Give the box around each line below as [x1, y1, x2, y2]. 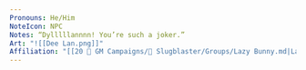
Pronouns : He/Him [9, 13, 76, 23]
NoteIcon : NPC [9, 22, 64, 31]
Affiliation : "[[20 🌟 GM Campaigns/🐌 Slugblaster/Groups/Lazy [9, 47, 250, 56]
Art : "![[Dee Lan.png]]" [9, 38, 104, 48]
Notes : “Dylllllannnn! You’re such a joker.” [9, 30, 185, 39]
